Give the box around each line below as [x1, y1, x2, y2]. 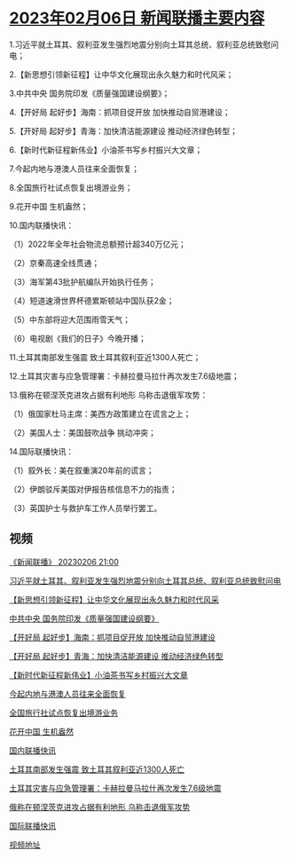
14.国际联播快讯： [9, 445, 74, 457]
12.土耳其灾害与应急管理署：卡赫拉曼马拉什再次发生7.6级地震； [9, 370, 239, 382]
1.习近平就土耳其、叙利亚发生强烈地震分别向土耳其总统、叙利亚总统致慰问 [9, 39, 279, 50]
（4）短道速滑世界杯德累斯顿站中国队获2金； [9, 295, 175, 306]
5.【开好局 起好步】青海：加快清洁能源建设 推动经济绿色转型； [9, 125, 238, 136]
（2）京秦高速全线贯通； [9, 257, 100, 268]
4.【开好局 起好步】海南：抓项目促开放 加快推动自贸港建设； [9, 106, 231, 117]
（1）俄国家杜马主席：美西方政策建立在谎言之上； [9, 408, 192, 419]
